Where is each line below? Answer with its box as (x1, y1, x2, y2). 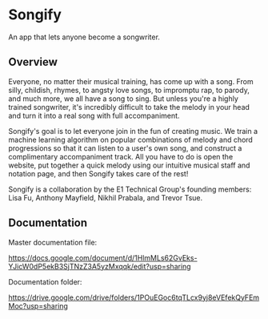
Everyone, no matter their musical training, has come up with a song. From (8, 76, 254, 86)
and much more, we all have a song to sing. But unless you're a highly (8, 94, 238, 103)
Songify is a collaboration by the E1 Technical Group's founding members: (8, 184, 252, 194)
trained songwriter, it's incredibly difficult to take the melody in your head (8, 102, 250, 111)
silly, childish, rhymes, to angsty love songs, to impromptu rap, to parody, (8, 85, 250, 95)
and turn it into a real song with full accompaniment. (8, 111, 180, 120)
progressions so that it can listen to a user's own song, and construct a (8, 143, 242, 153)
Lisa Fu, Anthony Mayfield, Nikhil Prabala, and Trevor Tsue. (8, 192, 203, 202)
